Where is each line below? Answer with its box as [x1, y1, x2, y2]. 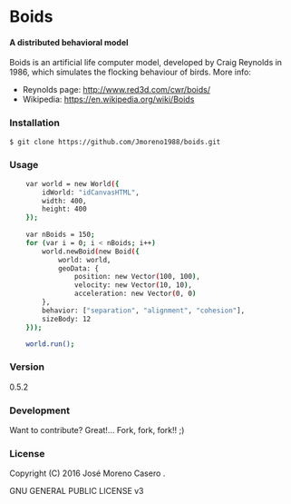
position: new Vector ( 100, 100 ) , [73, 272, 201, 282]
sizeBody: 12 [42, 314, 92, 323]
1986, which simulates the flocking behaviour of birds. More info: [9, 66, 252, 78]
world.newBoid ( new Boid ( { [42, 247, 141, 256]
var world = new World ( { [25, 179, 120, 188]
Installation [9, 116, 61, 129]
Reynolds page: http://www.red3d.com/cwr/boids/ [22, 84, 211, 95]
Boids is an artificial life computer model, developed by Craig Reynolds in [9, 57, 283, 68]
